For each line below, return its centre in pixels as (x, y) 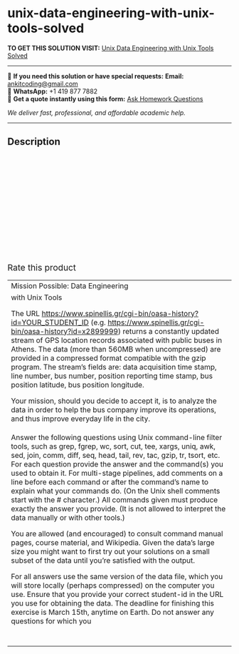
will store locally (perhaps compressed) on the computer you (113, 585)
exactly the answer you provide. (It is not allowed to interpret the (118, 509)
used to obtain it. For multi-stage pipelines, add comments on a (117, 473)
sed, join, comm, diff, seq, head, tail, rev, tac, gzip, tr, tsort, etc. (116, 455)
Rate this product (42, 267)
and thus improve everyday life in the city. (81, 419)
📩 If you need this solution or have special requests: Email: (96, 76)
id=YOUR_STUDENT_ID (50, 322)
